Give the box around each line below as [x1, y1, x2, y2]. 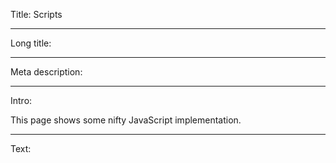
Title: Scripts [10, 9, 63, 20]
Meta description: [10, 66, 83, 78]
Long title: [10, 37, 52, 49]
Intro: [10, 95, 33, 106]
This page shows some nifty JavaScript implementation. [10, 114, 242, 126]
